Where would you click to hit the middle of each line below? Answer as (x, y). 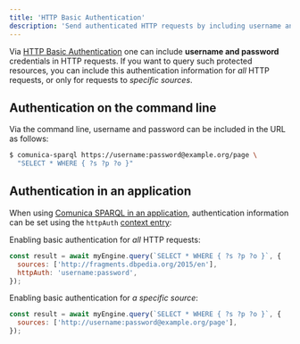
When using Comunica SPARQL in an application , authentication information (149, 213)
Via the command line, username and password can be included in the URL (147, 130)
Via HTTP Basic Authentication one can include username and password (144, 51)
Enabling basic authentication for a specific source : (104, 298)
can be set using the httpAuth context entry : (91, 222)
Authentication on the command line (113, 108)
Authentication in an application (100, 192)
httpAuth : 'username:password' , (78, 273)
